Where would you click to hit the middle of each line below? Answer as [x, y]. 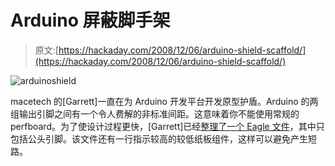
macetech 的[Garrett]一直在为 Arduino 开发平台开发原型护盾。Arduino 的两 [164, 101]
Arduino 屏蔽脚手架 [90, 20]
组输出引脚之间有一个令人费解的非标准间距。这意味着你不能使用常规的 [155, 113]
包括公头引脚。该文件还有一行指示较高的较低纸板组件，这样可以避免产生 [159, 138]
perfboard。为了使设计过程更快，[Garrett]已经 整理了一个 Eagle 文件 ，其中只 [167, 126]
